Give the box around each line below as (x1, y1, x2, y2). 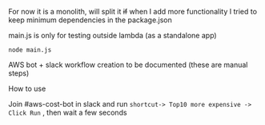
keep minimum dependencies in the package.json (8, 15, 172, 25)
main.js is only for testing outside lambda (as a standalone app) (8, 31, 218, 40)
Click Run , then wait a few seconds (8, 107, 127, 117)
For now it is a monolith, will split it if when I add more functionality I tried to (8, 7, 258, 16)
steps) (8, 68, 30, 78)
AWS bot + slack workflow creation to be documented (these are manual (8, 60, 248, 69)
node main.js (8, 46, 52, 54)
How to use (8, 84, 46, 93)
